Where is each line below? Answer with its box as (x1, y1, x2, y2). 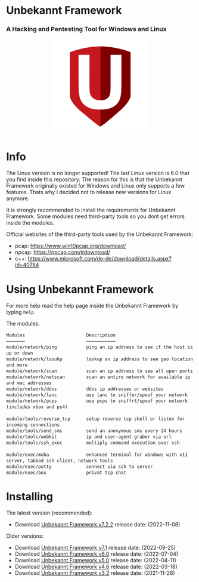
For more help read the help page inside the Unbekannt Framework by (6, 302, 179, 310)
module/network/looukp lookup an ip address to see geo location (6, 356, 194, 362)
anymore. (6, 195, 30, 202)
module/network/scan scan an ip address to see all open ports (6, 368, 194, 374)
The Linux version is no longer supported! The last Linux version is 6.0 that (6, 170, 189, 177)
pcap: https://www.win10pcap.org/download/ (14, 243, 126, 250)
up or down (6, 350, 33, 356)
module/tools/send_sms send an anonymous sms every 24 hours (6, 428, 183, 434)
